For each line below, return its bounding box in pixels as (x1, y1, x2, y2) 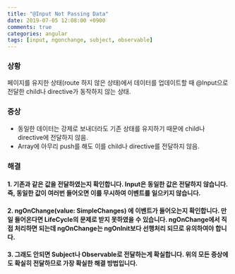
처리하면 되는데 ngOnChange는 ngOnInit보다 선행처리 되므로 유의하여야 (14, 224, 215, 232)
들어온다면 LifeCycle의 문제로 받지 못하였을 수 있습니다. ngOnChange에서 (14, 215, 220, 223)
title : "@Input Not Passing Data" (7, 10, 109, 18)
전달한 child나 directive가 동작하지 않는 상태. (7, 88, 131, 96)
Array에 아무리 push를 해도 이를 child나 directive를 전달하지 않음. (17, 142, 200, 150)
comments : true (7, 23, 52, 30)
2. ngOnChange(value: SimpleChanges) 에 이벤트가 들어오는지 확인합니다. (7, 206, 220, 215)
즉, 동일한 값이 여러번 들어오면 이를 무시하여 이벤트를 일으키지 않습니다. (7, 189, 201, 198)
